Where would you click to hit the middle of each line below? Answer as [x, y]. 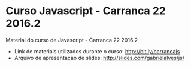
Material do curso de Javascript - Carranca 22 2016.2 [72, 40]
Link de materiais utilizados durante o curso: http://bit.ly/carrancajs [97, 51]
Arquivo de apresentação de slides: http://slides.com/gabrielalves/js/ [99, 58]
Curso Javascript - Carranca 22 [86, 11]
